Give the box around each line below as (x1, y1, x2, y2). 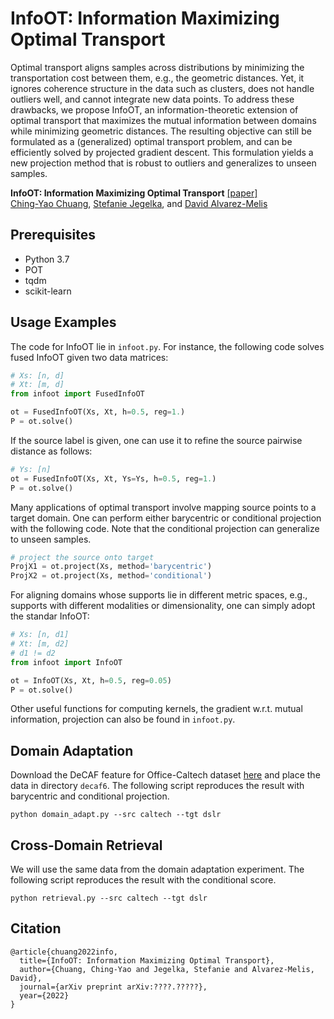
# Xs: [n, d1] (10, 630, 70, 640)
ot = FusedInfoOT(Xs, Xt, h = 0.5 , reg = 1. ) (10, 407, 186, 417)
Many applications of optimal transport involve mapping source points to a (10, 501, 317, 513)
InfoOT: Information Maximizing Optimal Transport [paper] (10, 187, 258, 199)
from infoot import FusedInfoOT (10, 389, 145, 399)
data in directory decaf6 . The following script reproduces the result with (10, 780, 305, 792)
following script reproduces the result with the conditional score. (10, 874, 277, 886)
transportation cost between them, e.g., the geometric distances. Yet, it (10, 72, 305, 84)
